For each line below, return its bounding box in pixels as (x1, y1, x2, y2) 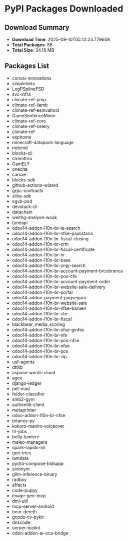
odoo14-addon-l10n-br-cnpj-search (11, 262, 86, 268)
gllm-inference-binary (11, 471, 57, 477)
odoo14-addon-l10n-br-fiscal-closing (11, 235, 88, 242)
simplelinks (11, 80, 35, 86)
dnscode (11, 519, 30, 525)
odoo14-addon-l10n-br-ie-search (11, 225, 80, 231)
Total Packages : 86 (11, 42, 53, 48)
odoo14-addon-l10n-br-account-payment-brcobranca (11, 267, 123, 274)
